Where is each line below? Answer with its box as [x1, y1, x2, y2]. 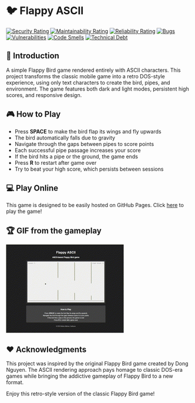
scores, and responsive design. [6, 91, 82, 98]
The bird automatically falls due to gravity [14, 134, 116, 141]
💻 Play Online [6, 183, 59, 193]
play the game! [6, 208, 42, 215]
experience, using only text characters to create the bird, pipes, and [6, 79, 170, 86]
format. [6, 379, 24, 385]
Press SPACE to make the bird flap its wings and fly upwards [14, 128, 162, 135]
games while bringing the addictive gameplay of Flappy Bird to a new [6, 372, 173, 379]
